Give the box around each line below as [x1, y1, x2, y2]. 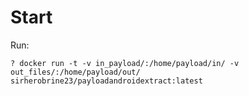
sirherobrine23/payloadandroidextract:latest [10, 76, 203, 86]
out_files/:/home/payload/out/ [10, 67, 141, 77]
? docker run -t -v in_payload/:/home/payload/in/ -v [10, 58, 240, 68]
